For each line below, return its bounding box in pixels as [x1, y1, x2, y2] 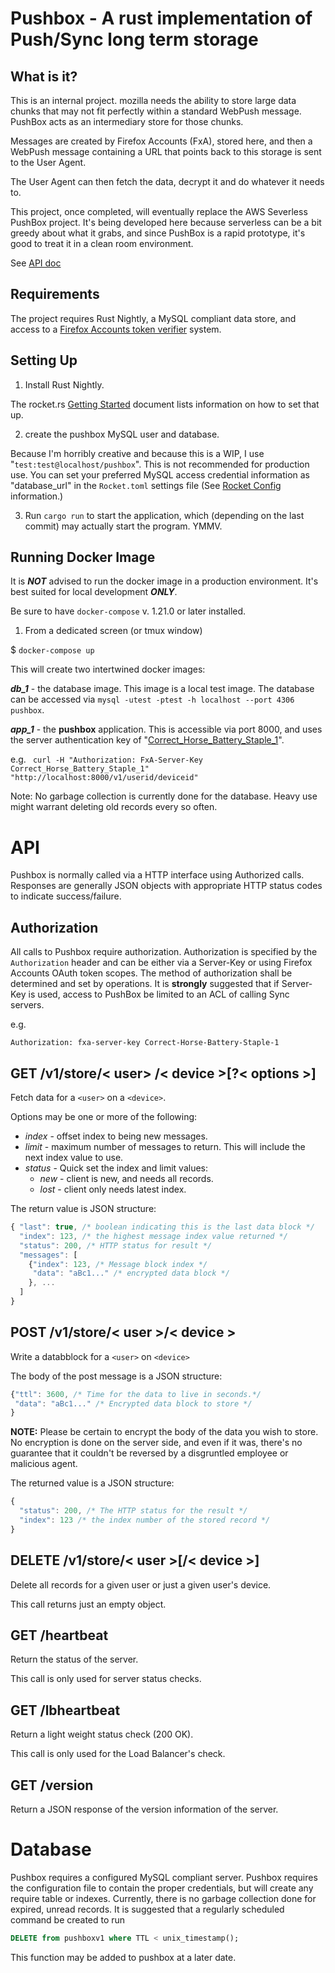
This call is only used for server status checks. [10, 1673, 202, 1685]
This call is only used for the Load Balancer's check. [10, 1748, 226, 1760]
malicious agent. [10, 1458, 78, 1470]
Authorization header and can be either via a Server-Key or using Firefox [10, 957, 313, 969]
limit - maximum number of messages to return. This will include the [24, 1141, 306, 1152]
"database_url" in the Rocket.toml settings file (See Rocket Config [10, 479, 282, 491]
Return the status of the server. [10, 1653, 139, 1666]
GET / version [10, 1777, 94, 1794]
